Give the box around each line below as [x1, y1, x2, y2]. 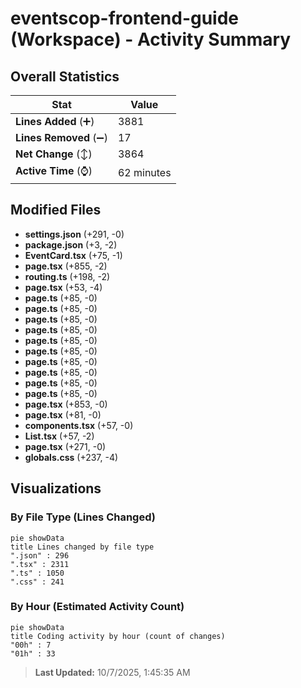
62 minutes [117, 165, 172, 179]
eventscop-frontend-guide [10, 7, 240, 30]
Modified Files [10, 202, 102, 219]
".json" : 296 [10, 550, 70, 561]
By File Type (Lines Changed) [10, 510, 156, 524]
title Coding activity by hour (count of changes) [10, 631, 226, 641]
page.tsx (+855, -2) [24, 260, 108, 272]
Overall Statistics [10, 68, 120, 85]
